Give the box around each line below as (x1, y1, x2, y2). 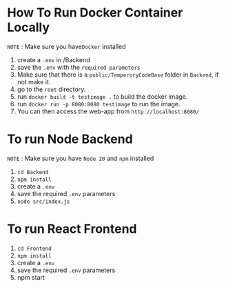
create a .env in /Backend (17, 55, 90, 64)
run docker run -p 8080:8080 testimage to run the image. (17, 99, 181, 108)
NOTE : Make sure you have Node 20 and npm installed (7, 154, 154, 162)
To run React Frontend (7, 221, 137, 237)
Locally (7, 19, 50, 35)
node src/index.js (17, 198, 70, 205)
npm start (17, 273, 45, 281)
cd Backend (17, 169, 49, 175)
